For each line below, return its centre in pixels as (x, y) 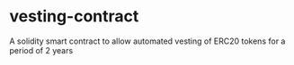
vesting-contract (74, 16)
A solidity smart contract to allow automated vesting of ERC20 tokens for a (147, 41)
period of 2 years (41, 50)
